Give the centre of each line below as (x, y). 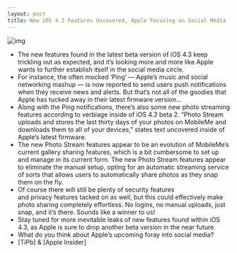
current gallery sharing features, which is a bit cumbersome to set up (118, 152)
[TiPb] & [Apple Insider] (52, 242)
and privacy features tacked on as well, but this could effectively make (120, 197)
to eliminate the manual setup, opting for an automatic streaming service (123, 167)
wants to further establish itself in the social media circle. (101, 69)
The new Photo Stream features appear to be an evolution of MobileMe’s (123, 144)
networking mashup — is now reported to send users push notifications (122, 84)
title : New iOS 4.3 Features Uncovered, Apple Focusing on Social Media (117, 20)
